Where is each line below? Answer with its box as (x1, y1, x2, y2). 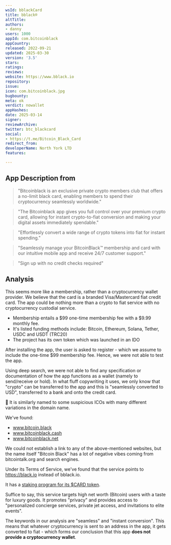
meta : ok (5, 98, 24, 103)
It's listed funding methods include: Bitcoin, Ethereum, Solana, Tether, (12, 326, 159, 332)
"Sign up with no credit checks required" (17, 260, 104, 266)
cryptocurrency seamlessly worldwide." (17, 198, 102, 205)
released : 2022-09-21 (5, 46, 52, 51)
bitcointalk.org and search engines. (5, 456, 80, 462)
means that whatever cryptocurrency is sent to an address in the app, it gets (5, 523, 166, 529)
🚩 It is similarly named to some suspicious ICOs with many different (5, 399, 147, 405)
